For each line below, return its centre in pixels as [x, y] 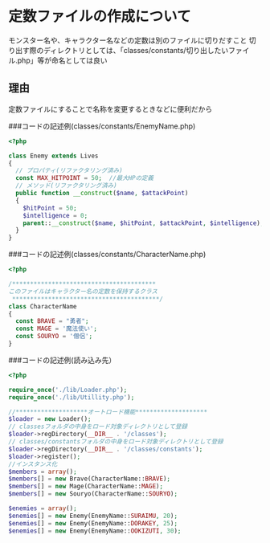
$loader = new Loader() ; [50, 419]
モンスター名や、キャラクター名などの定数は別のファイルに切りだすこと [128, 40]
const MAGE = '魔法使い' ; [57, 329]
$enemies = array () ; [43, 508]
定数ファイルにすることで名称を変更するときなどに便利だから [110, 108]
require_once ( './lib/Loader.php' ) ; [68, 390]
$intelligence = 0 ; [55, 215]
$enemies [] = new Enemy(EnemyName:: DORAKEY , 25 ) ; [93, 523]
